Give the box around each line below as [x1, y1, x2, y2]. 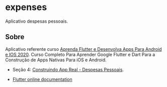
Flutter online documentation [12, 76, 73, 82]
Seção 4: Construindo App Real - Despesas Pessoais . [12, 66, 124, 72]
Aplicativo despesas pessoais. [5, 18, 68, 24]
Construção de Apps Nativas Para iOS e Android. [5, 57, 107, 63]
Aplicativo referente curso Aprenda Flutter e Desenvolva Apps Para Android [5, 46, 162, 52]
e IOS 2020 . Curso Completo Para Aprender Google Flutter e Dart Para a [5, 51, 155, 57]
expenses [5, 2, 47, 13]
